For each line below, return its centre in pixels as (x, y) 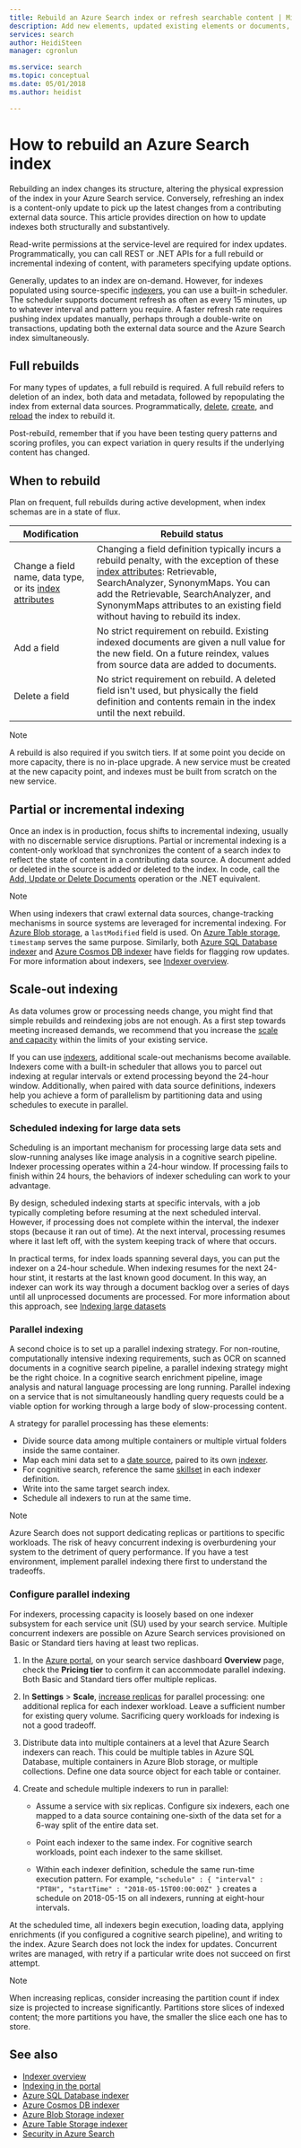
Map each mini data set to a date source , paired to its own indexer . (145, 1460)
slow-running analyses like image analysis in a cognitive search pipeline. (143, 1157)
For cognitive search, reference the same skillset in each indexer (142, 1469)
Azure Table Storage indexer (75, 2124)
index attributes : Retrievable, (157, 572)
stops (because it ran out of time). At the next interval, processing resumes (148, 1232)
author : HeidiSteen (46, 43)
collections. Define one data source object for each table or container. (151, 1771)
